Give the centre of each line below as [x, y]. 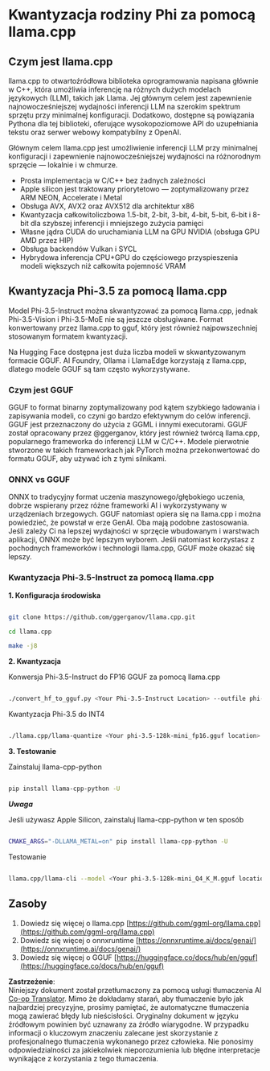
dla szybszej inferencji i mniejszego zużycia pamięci [117, 223]
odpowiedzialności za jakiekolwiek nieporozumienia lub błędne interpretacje [134, 1050]
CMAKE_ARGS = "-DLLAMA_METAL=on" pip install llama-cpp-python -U [118, 841]
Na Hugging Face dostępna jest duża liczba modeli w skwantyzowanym [127, 352]
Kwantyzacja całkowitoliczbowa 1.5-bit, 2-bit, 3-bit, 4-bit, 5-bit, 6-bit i [135, 214]
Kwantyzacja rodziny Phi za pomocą [132, 15]
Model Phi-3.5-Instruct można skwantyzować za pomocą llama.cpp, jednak [133, 311]
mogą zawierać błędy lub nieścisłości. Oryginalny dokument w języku [123, 1015]
